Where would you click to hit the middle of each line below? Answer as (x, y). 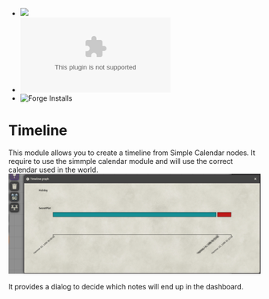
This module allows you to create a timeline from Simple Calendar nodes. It (132, 153)
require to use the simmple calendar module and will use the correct (121, 161)
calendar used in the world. (53, 169)
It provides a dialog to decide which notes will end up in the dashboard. (126, 286)
